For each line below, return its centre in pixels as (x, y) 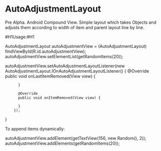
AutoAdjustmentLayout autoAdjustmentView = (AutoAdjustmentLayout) (76, 46)
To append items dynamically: (35, 129)
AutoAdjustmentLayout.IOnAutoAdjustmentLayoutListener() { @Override (77, 71)
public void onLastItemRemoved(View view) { (50, 76)
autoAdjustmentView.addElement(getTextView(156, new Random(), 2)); (76, 138)
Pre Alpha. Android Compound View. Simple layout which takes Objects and (81, 22)
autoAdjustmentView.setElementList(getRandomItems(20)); (64, 56)
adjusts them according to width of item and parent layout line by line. (75, 27)
